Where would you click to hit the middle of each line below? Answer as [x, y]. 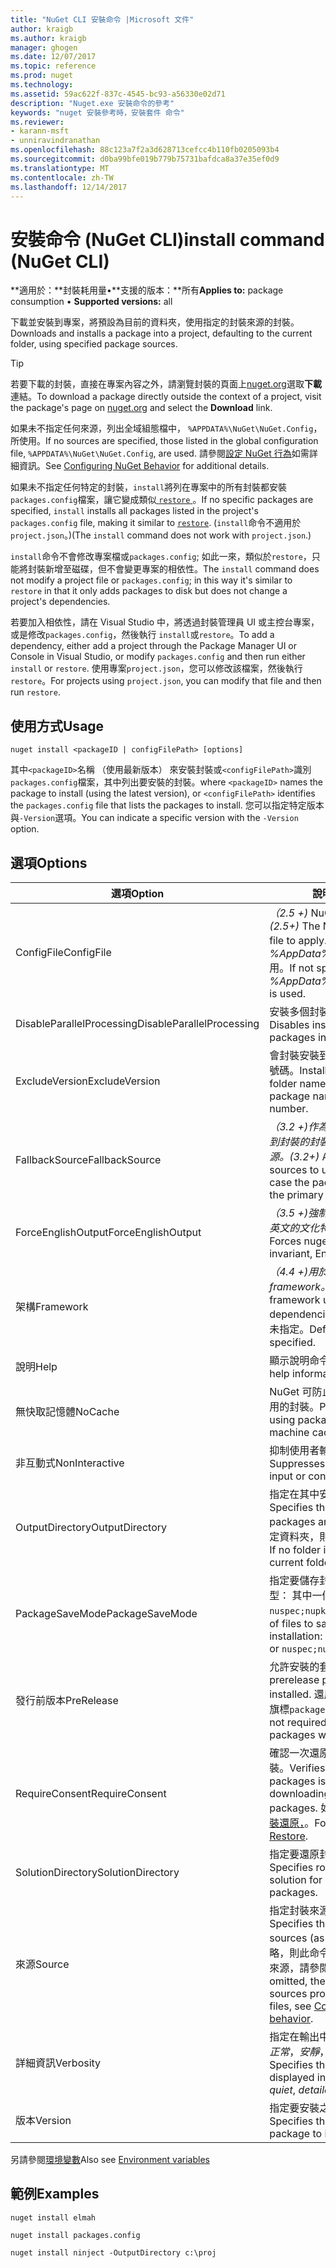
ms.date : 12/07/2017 [53, 57]
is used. [288, 993]
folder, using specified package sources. [94, 344]
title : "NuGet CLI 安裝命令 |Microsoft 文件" [102, 19]
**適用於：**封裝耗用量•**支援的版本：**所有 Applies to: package [147, 290]
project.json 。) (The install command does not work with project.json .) [161, 535]
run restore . [35, 692]
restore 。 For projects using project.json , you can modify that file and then [166, 681]
